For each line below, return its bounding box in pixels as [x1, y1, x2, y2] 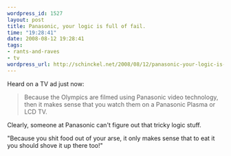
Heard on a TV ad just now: [7, 79, 85, 88]
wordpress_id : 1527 [7, 10, 63, 17]
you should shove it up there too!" [7, 141, 103, 149]
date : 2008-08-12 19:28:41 [7, 36, 85, 42]
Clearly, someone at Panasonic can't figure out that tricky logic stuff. [7, 120, 201, 129]
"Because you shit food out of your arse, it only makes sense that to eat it [7, 134, 215, 142]
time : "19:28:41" [7, 29, 57, 36]
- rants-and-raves [7, 49, 60, 55]
